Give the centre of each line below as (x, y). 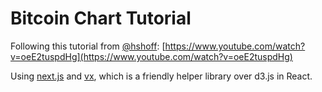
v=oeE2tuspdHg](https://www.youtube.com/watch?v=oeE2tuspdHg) (151, 56)
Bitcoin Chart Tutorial (101, 18)
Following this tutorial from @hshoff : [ (88, 46)
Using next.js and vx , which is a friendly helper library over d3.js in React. (161, 76)
